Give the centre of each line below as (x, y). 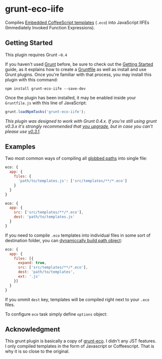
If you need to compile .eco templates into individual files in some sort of (78, 235)
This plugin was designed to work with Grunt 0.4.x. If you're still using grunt (81, 121)
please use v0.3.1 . (23, 131)
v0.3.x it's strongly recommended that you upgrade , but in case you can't (79, 126)
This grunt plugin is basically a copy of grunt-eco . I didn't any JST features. (81, 341)
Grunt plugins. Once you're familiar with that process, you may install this (78, 75)
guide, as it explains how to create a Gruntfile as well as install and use (76, 69)
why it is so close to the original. (37, 351)
